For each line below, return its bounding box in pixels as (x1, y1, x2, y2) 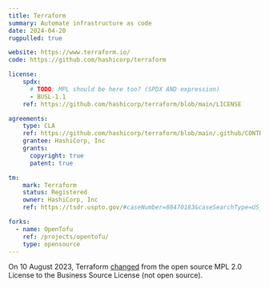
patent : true (29, 159, 74, 167)
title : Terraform (8, 11, 66, 20)
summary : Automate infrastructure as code (8, 19, 152, 27)
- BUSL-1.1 (29, 93, 66, 101)
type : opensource (22, 240, 81, 248)
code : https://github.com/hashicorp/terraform (8, 56, 167, 64)
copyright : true (29, 151, 84, 160)
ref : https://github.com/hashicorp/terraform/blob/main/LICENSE (22, 100, 242, 108)
